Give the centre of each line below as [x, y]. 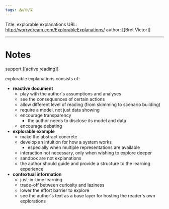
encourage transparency [46, 115]
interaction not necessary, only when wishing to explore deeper [86, 152]
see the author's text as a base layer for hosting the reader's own [88, 195]
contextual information [37, 174]
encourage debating [41, 126]
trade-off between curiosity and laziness [62, 185]
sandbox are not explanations [51, 158]
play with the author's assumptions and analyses [71, 93]
